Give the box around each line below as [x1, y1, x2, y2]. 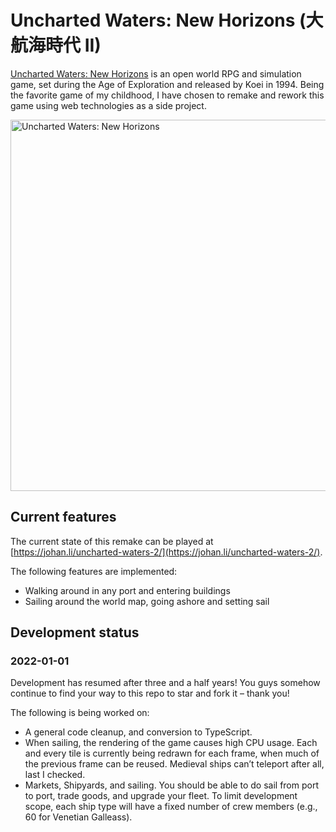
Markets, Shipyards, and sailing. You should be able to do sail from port [24, 779, 319, 791]
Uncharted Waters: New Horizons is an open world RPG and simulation [10, 67, 302, 80]
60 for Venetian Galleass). [24, 811, 133, 823]
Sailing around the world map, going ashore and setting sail [24, 595, 270, 607]
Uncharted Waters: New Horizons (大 [10, 9, 324, 32]
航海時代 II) [10, 34, 102, 57]
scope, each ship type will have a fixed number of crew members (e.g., [24, 801, 318, 813]
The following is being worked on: [10, 707, 150, 719]
